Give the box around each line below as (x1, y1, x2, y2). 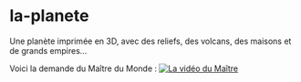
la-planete (9, 5, 89, 26)
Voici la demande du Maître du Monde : (9, 63, 158, 74)
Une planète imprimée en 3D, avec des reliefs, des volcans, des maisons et (9, 36, 292, 46)
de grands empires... (9, 45, 88, 56)
